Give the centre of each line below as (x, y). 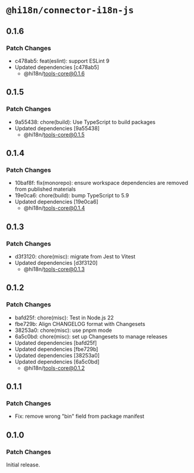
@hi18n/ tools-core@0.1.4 (54, 208)
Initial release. (23, 465)
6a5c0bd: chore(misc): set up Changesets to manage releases (91, 336)
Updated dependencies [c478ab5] (57, 67)
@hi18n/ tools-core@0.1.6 (54, 73)
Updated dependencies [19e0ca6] (57, 202)
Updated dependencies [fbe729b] (56, 349)
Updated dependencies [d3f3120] (56, 263)
